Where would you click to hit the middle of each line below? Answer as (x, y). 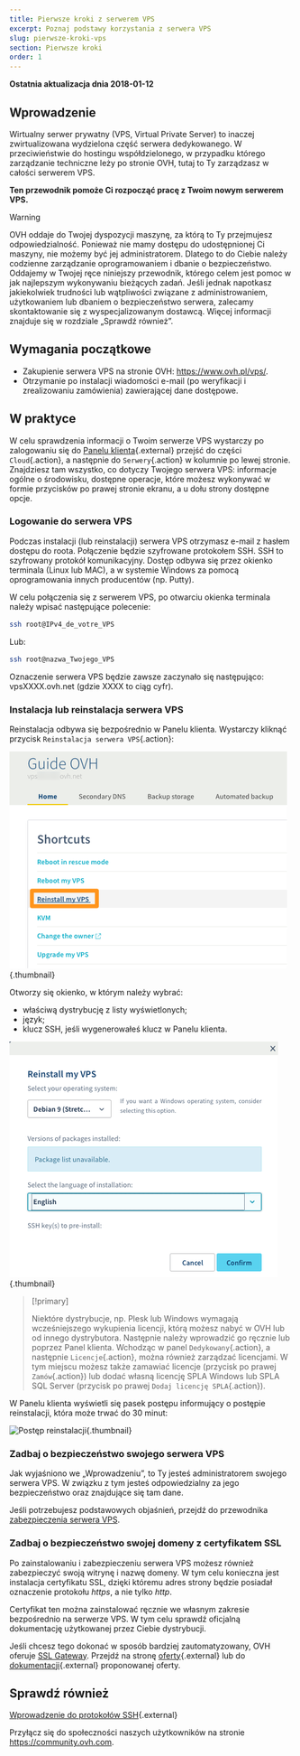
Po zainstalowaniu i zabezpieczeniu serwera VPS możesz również (132, 1563)
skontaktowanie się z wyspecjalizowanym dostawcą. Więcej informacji (141, 311)
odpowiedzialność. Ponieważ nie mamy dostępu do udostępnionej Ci (137, 244)
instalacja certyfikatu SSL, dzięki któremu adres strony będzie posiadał (141, 1582)
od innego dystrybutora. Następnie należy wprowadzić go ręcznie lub (160, 1338)
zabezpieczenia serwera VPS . (64, 1520)
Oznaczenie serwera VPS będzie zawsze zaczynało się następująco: (136, 677)
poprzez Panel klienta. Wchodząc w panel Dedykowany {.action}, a (151, 1347)
